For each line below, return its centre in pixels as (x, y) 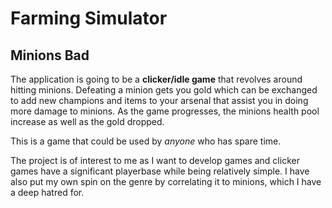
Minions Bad (50, 55)
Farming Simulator (89, 18)
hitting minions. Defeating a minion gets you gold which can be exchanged (164, 90)
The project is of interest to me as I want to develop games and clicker (155, 160)
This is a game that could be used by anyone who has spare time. (146, 141)
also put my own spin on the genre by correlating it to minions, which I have (166, 181)
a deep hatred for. (47, 192)
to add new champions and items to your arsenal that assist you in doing (159, 100)
